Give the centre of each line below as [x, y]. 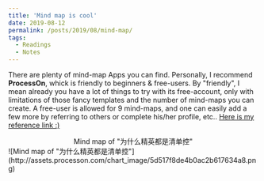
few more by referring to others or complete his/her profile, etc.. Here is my [131, 117]
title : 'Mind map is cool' [53, 15]
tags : [17, 38]
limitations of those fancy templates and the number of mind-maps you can [131, 100]
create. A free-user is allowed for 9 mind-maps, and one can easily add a [128, 108]
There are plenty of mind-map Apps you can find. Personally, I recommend [130, 75]
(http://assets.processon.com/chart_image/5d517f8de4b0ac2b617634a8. [128, 160]
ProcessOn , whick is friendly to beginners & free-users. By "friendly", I [124, 83]
